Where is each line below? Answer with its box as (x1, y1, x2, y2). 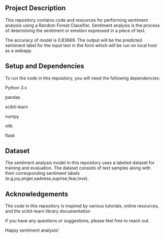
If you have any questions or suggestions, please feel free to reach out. (5, 218, 150, 224)
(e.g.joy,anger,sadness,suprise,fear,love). (5, 175, 89, 182)
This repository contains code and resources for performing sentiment (5, 17, 148, 23)
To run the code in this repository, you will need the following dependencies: (5, 75, 161, 81)
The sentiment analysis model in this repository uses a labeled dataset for (5, 160, 155, 166)
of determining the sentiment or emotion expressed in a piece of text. (5, 27, 146, 34)
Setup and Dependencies (5, 62, 85, 71)
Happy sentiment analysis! (5, 227, 59, 234)
